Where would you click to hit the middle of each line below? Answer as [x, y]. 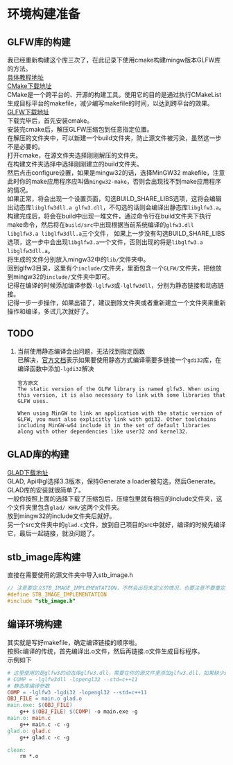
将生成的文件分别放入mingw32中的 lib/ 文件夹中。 [78, 259]
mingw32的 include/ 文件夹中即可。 [63, 277]
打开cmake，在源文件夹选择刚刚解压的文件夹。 [75, 155]
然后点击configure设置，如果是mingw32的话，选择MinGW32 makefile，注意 [116, 173]
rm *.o [29, 757]
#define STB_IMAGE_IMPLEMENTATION [57, 595]
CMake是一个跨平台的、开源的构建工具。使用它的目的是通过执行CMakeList [114, 95]
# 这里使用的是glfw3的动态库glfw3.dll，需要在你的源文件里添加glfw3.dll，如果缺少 [116, 673]
